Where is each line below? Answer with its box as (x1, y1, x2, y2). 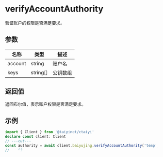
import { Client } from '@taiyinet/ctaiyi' (5, 129, 95, 135)
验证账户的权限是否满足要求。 (5, 20, 65, 26)
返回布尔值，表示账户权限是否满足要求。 (5, 101, 86, 107)
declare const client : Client (5, 134, 66, 139)
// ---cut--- (5, 139, 32, 143)
